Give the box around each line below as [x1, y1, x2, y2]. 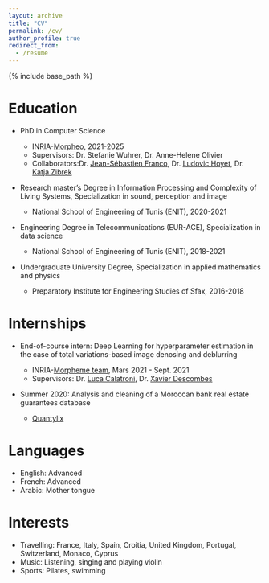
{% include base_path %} [8, 72, 93, 80]
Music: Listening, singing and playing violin [19, 556, 163, 567]
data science [19, 231, 63, 240]
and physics [19, 270, 61, 280]
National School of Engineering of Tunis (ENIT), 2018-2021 [31, 246, 226, 256]
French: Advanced [19, 476, 82, 487]
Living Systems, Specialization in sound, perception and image [19, 191, 228, 201]
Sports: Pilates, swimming [19, 565, 106, 575]
